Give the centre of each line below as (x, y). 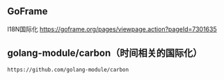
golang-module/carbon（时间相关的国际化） (105, 53)
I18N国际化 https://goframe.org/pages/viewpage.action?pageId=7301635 (112, 29)
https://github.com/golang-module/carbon (68, 70)
